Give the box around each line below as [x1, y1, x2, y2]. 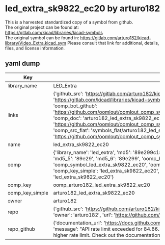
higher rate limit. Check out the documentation [53, 231, 161, 238]
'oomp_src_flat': [53, 127, 90, 134]
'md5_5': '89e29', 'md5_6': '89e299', [53, 155, 141, 162]
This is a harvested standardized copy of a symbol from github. [5, 19, 134, 25]
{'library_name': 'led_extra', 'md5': [53, 149, 132, 156]
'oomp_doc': [53, 115, 82, 122]
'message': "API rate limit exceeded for [53, 225, 143, 232]
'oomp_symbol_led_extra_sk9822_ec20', [53, 161, 148, 168]
